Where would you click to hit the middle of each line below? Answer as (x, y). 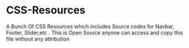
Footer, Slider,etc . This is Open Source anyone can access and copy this (95, 32)
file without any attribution (38, 39)
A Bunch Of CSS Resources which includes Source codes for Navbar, (90, 26)
